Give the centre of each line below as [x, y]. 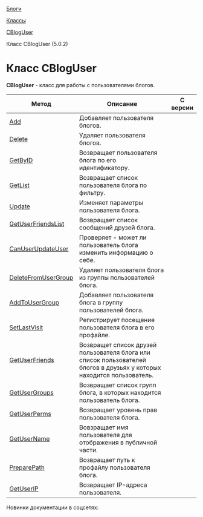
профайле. [95, 335]
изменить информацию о [116, 252]
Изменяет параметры [111, 202]
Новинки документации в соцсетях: [53, 507]
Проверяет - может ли [113, 237]
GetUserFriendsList [37, 223]
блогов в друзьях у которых [120, 367]
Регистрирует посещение [117, 320]
